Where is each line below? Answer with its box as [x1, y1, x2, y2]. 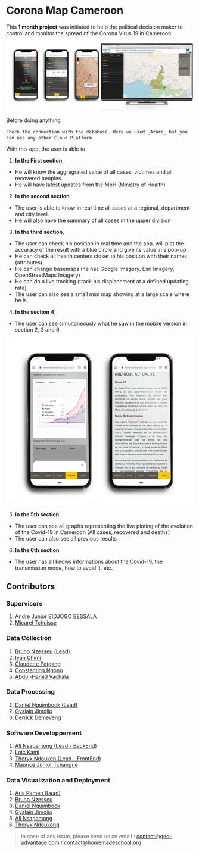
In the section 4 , [14, 308, 56, 316]
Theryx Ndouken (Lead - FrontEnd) [14, 755, 101, 762]
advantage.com [20, 839, 60, 846]
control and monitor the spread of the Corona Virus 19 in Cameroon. [6, 29, 173, 36]
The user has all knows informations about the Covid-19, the [14, 558, 163, 565]
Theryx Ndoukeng [14, 821, 60, 828]
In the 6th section [14, 546, 60, 554]
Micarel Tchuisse [14, 619, 57, 626]
